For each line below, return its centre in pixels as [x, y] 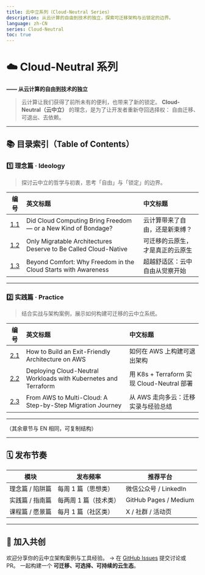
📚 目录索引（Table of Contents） [70, 144]
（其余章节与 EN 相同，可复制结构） [52, 428]
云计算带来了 [162, 220]
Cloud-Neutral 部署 [165, 384]
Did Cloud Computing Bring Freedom [79, 220]
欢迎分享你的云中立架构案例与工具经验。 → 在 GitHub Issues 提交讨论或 [96, 558]
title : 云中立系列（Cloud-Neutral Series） [59, 12]
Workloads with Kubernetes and [72, 379]
